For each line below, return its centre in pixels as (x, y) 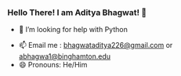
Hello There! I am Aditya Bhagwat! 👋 (77, 13)
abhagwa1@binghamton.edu (65, 56)
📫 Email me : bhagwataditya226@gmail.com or (96, 45)
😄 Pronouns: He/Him (53, 65)
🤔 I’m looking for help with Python (73, 30)
